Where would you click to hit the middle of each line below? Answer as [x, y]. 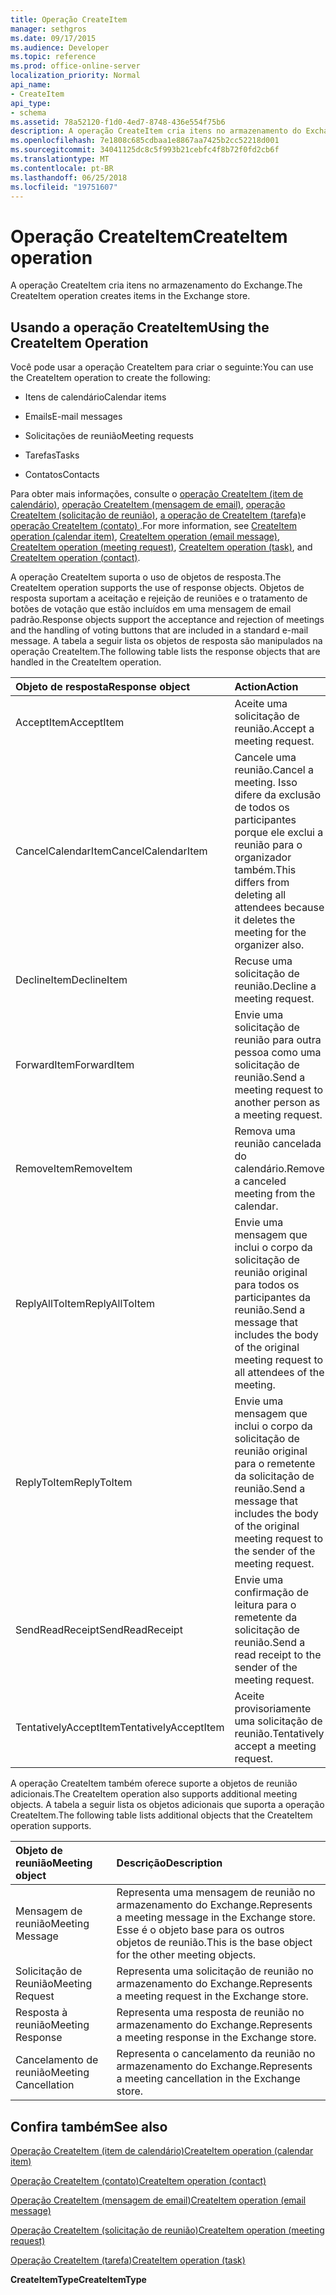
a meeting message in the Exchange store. [216, 1918]
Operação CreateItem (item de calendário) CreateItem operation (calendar [162, 2150]
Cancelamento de [57, 2060]
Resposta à [41, 2013]
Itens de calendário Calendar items [95, 397]
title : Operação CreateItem [69, 19]
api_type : [31, 103]
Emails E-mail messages [73, 417]
